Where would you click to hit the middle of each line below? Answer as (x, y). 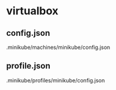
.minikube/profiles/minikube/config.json (56, 80)
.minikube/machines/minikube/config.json (58, 47)
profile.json (28, 66)
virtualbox (32, 11)
